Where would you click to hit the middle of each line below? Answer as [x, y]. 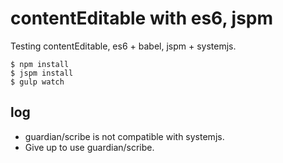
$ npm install [40, 64]
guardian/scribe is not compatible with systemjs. [124, 136]
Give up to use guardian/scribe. [89, 147]
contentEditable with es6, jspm [142, 18]
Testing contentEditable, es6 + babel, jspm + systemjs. [123, 46]
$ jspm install [42, 73]
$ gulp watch [37, 82]
